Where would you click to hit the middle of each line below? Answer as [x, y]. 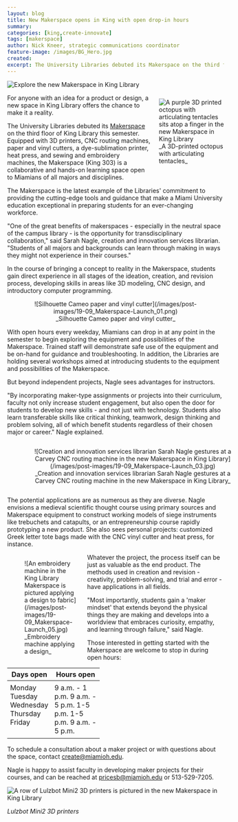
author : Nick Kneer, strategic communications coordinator [94, 46]
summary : [20, 26]
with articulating [182, 153]
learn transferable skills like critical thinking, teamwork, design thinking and [114, 417]
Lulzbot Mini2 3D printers [43, 811]
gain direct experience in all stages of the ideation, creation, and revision [110, 276]
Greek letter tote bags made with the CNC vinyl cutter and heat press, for [111, 537]
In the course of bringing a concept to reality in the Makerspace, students [111, 268]
